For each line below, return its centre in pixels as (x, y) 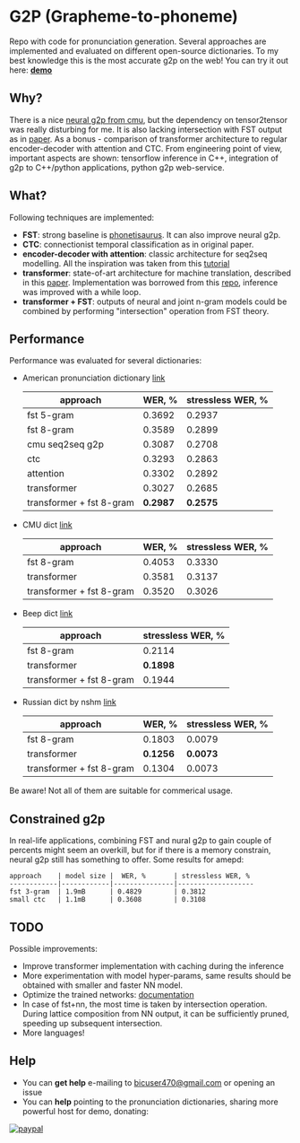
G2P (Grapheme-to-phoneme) (124, 17)
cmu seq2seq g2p (65, 444)
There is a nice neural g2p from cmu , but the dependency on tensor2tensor (149, 119)
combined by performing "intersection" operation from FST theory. (146, 310)
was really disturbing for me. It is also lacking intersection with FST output (146, 129)
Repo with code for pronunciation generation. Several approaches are (138, 41)
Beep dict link (47, 614)
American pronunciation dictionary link (94, 378)
